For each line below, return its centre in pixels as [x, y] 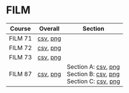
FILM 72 [20, 48]
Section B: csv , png [93, 74]
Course [20, 28]
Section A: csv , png [93, 66]
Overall [49, 28]
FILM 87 [20, 74]
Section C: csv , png [94, 81]
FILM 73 [20, 57]
